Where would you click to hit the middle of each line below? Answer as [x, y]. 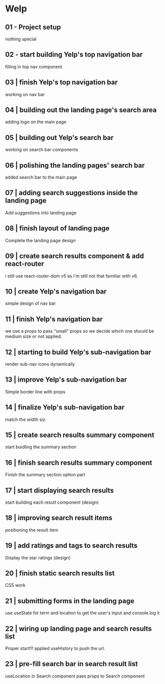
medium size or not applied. [34, 336]
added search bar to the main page [41, 177]
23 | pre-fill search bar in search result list [72, 664]
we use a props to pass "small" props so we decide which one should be [80, 331]
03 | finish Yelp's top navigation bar [61, 82]
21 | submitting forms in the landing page [70, 601]
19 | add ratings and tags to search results [71, 546]
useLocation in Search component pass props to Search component [75, 676]
